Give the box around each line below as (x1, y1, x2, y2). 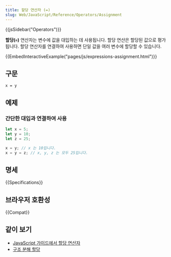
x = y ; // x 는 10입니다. (5, 145, 56, 150)
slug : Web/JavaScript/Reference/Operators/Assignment (5, 12, 123, 17)
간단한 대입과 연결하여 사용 (5, 115, 67, 122)
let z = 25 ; (5, 136, 31, 141)
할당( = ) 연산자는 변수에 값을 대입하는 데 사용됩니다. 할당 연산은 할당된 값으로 (5, 37, 157, 43)
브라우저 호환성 (5, 195, 51, 204)
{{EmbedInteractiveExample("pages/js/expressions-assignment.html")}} (5, 53, 157, 59)
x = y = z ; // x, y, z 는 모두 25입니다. (5, 150, 88, 156)
